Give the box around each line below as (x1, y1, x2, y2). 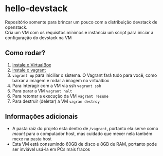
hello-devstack (5, 3, 68, 14)
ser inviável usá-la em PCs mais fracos (12, 146, 90, 152)
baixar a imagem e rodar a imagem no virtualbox (12, 77, 109, 83)
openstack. (5, 24, 28, 30)
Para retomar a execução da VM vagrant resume (12, 93, 109, 99)
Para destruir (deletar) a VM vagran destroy (12, 98, 100, 104)
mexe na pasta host (12, 135, 52, 142)
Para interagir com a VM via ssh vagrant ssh (12, 83, 101, 89)
